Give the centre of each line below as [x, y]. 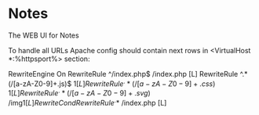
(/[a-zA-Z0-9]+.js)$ [40, 84]
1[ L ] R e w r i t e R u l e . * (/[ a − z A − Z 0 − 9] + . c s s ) [144, 83]
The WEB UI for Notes [44, 35]
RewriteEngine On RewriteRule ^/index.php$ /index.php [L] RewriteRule [123, 74]
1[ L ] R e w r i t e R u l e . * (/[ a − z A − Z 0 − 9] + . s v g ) [79, 92]
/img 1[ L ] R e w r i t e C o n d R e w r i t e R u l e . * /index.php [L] [88, 102]
